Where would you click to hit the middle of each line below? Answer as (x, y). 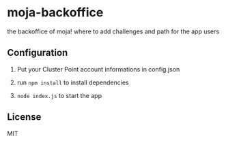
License (24, 117)
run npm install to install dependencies (73, 82)
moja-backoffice (55, 13)
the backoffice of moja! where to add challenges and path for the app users (113, 31)
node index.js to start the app (59, 95)
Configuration (38, 53)
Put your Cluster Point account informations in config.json (98, 69)
